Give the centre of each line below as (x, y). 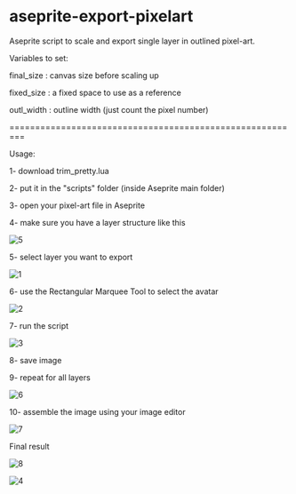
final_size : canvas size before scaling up (84, 75)
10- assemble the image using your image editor (97, 411)
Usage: (22, 154)
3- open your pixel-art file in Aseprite (77, 205)
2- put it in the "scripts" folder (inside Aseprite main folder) (117, 187)
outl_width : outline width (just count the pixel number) (109, 109)
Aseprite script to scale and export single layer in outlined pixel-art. (132, 41)
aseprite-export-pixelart (101, 16)
